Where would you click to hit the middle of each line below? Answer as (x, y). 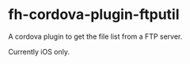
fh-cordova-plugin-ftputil (94, 15)
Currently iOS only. (39, 51)
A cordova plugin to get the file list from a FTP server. (95, 36)
